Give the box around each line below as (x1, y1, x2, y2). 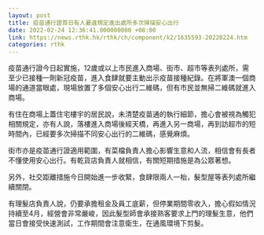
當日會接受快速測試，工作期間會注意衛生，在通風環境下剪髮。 (8, 218, 208, 228)
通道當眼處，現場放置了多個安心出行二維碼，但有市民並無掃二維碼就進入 (21, 83, 256, 93)
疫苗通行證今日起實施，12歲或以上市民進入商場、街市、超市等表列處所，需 (8, 64, 250, 73)
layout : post (8, 11, 51, 20)
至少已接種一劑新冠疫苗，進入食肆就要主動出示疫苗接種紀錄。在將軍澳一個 (8, 73, 249, 83)
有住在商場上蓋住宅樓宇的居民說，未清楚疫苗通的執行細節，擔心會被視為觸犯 (8, 109, 256, 119)
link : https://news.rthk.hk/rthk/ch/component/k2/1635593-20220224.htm (8, 33, 247, 42)
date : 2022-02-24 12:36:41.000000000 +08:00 (8, 26, 156, 34)
